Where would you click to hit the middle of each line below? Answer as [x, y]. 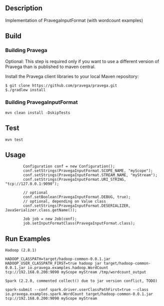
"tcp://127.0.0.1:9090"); [32, 184]
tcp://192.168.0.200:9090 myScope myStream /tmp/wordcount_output [76, 272]
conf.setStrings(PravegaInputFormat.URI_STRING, [75, 180]
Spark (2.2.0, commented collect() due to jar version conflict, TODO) [81, 281]
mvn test [14, 140]
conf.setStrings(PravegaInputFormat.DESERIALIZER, [77, 206]
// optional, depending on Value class [65, 202]
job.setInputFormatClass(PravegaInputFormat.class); [79, 223]
